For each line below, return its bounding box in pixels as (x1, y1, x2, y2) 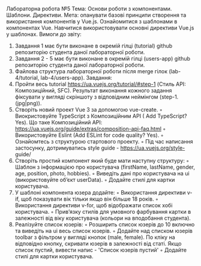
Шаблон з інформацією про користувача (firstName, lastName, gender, (14, 163, 196, 171)
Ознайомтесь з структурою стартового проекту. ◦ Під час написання (14, 138, 193, 145)
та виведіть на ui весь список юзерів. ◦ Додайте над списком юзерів (14, 228, 193, 234)
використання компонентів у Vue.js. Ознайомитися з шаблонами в (6, 18, 178, 25)
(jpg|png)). (14, 100, 42, 107)
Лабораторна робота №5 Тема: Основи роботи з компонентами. (6, 5, 172, 12)
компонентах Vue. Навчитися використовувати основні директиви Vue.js (6, 24, 194, 31)
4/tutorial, (14, 74, 40, 81)
